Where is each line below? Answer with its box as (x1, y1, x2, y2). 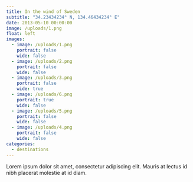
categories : (6, 141, 35, 147)
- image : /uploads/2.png (11, 58, 73, 64)
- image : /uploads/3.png (11, 75, 73, 81)
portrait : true (17, 97, 54, 103)
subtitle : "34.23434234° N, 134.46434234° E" (6, 14, 120, 20)
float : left (6, 31, 35, 37)
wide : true (17, 86, 44, 92)
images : (6, 36, 25, 42)
